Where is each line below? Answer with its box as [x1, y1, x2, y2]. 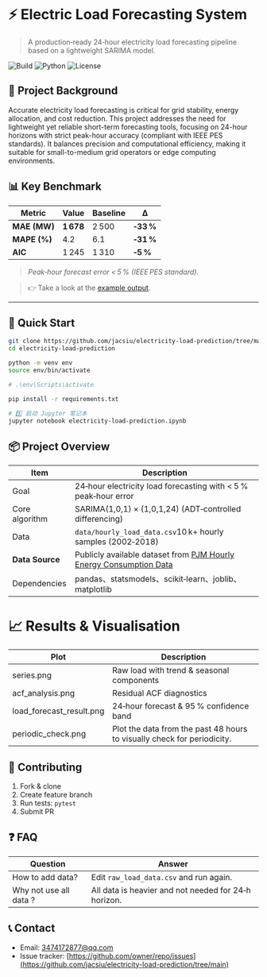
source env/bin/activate [8, 366, 91, 374]
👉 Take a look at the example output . [27, 283, 151, 292]
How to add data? [12, 871, 78, 882]
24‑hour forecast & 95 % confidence [112, 701, 250, 712]
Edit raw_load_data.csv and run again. [91, 871, 233, 882]
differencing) [75, 513, 123, 524]
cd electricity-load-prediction [8, 345, 115, 353]
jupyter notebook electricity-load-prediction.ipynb [8, 417, 187, 425]
